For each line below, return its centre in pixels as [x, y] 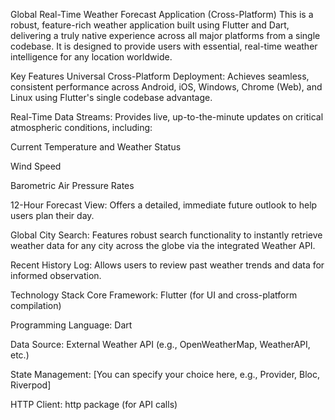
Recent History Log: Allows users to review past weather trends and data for [167, 265]
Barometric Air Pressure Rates [72, 185]
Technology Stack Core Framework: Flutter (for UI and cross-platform [154, 295]
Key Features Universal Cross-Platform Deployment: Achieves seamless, [160, 76]
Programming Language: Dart [71, 325]
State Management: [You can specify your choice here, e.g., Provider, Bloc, [165, 374]
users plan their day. [52, 215]
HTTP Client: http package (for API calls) [94, 404]
